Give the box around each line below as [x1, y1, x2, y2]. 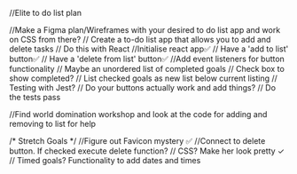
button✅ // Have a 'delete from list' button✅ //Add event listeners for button [9, 53, 285, 64]
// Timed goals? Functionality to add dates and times [9, 155, 201, 165]
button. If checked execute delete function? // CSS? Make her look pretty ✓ [9, 146, 285, 156]
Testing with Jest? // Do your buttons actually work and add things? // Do [9, 83, 277, 92]
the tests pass [9, 92, 61, 102]
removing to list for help [9, 119, 96, 129]
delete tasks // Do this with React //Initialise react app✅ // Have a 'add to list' [9, 43, 289, 54]
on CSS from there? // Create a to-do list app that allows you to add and [9, 35, 271, 44]
